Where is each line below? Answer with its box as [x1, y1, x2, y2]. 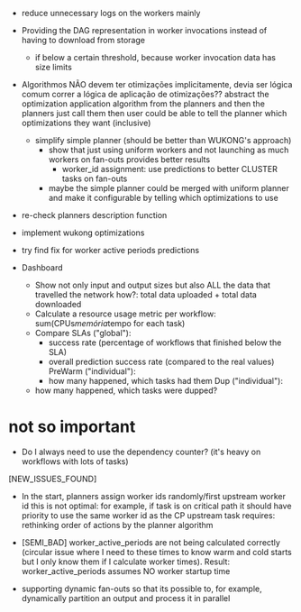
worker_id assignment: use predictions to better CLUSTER [61, 164, 278, 174]
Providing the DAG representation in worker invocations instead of [21, 25, 268, 35]
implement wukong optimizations [21, 227, 145, 238]
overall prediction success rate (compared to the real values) [48, 356, 275, 367]
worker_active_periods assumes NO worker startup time [21, 565, 231, 576]
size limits [34, 62, 73, 72]
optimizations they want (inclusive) [21, 117, 151, 128]
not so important [8, 416, 136, 437]
